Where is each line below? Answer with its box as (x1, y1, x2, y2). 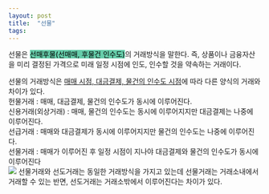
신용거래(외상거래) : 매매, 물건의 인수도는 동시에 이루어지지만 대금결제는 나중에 (8, 107, 254, 116)
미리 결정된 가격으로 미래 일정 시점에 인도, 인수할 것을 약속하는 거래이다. (16, 59, 242, 69)
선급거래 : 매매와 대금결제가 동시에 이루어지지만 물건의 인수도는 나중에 (8, 127, 227, 136)
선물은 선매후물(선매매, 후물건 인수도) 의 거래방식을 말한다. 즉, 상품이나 (8, 50, 228, 59)
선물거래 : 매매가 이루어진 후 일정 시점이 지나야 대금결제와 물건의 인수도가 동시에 (8, 147, 259, 156)
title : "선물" (8, 19, 56, 27)
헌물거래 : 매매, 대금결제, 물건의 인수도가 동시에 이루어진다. (8, 97, 193, 107)
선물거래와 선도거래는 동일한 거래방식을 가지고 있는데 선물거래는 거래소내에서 (18, 167, 259, 176)
